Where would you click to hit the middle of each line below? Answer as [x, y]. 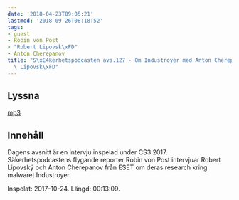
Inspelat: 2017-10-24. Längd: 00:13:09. [64, 189]
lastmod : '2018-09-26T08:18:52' [55, 21]
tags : [15, 27]
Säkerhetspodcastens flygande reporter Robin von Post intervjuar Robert [114, 160]
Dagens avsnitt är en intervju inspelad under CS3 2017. [87, 152]
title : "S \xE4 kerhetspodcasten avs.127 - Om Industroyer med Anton [110, 60]
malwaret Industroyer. [39, 175]
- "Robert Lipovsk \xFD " [43, 47]
